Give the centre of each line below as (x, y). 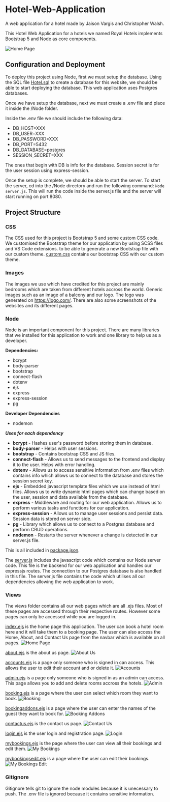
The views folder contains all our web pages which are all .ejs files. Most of (84, 606)
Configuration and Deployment (55, 65)
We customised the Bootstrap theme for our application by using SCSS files (84, 243)
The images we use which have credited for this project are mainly (75, 284)
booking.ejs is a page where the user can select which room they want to (82, 693)
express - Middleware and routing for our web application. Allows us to (87, 503)
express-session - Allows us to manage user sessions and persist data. (88, 513)
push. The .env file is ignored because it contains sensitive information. (80, 794)
